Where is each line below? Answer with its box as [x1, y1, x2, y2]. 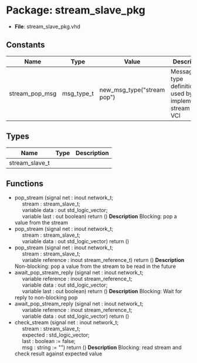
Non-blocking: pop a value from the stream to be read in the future [14, 263, 176, 270]
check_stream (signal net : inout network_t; [14, 319, 119, 326]
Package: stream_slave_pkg [6, 4, 145, 17]
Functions [6, 179, 44, 189]
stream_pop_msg [9, 89, 57, 98]
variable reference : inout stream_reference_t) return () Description [22, 257, 185, 264]
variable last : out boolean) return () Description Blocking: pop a [22, 213, 177, 220]
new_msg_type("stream [99, 86, 165, 94]
